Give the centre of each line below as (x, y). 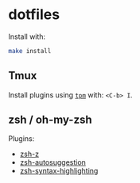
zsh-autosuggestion (52, 162)
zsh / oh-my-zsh (51, 120)
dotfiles (34, 15)
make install (30, 51)
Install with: (27, 36)
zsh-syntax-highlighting (59, 171)
